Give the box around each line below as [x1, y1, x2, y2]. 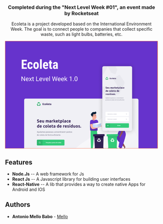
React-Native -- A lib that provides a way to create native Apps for [12, 181, 146, 187]
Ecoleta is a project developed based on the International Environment [11, 21, 152, 27]
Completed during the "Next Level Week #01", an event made [8, 4, 155, 11]
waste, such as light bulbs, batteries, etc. [40, 31, 123, 37]
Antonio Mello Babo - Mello [12, 213, 68, 219]
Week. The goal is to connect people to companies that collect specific [10, 26, 153, 32]
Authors [5, 201, 31, 209]
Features [5, 158, 33, 167]
